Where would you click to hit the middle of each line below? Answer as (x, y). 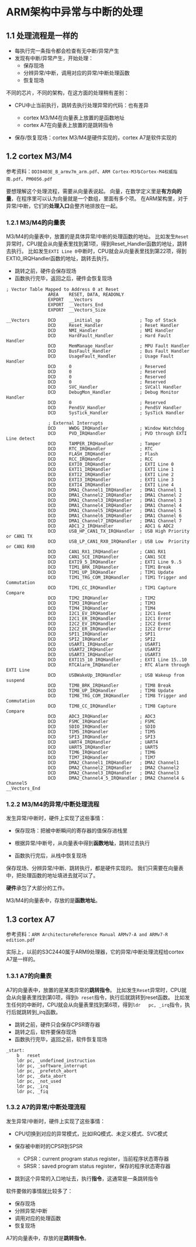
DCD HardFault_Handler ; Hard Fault (109, 336)
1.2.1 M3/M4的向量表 (36, 222)
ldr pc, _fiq (32, 1091)
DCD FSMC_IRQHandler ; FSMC (102, 722)
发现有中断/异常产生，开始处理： (54, 58)
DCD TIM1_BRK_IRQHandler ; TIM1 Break (109, 567)
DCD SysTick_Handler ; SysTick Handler (116, 413)
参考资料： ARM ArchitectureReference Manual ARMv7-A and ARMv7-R (87, 934)
